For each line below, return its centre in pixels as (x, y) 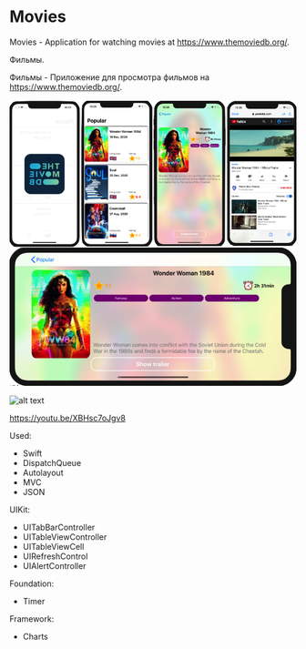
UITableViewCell (53, 546)
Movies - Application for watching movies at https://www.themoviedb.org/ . (149, 42)
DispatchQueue (52, 462)
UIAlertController (54, 565)
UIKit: (20, 509)
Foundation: (32, 583)
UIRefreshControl (55, 556)
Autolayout (43, 472)
